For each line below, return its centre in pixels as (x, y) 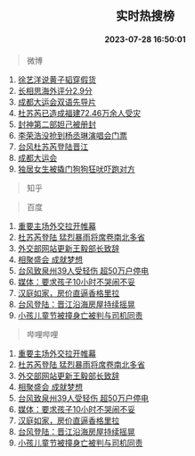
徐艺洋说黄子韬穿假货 (57, 80)
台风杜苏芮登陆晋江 (53, 147)
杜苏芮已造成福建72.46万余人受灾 (79, 113)
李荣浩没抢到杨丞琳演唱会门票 (72, 135)
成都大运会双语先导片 (57, 102)
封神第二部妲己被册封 (57, 124)
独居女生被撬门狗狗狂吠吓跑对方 (76, 169)
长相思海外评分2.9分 (55, 90)
